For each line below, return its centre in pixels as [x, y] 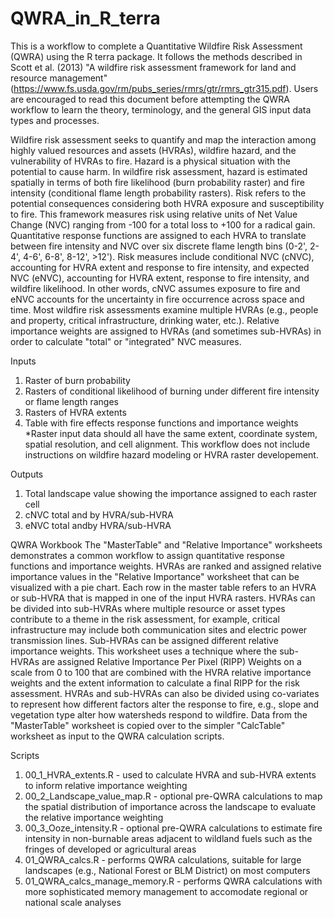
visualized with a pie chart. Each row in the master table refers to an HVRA [163, 587]
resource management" [59, 78]
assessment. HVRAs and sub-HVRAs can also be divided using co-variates [165, 693]
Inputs [23, 361]
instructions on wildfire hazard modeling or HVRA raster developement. [171, 454]
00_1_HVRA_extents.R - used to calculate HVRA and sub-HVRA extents [170, 774]
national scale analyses [73, 902]
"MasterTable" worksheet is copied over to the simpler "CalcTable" [148, 725]
